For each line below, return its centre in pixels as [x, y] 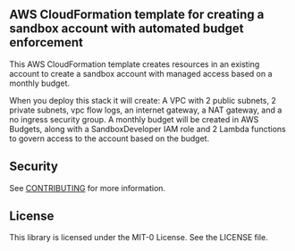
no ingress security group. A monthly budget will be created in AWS [134, 119]
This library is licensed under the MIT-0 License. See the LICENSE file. [139, 238]
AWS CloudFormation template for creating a [137, 15]
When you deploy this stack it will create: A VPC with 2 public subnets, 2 [143, 100]
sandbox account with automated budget [126, 29]
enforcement [46, 42]
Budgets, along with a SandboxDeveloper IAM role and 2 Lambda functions [147, 129]
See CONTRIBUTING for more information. [88, 188]
